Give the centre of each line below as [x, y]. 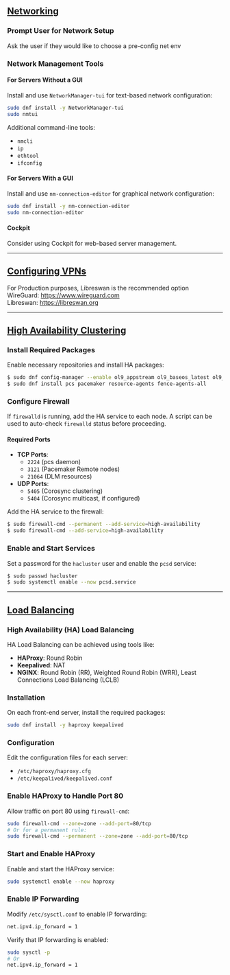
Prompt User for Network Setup [61, 31]
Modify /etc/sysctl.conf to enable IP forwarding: [77, 914]
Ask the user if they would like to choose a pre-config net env [94, 46]
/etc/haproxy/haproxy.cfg [54, 772]
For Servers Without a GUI [45, 80]
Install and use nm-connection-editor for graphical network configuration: [111, 193]
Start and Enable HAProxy [51, 854]
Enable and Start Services [51, 549]
